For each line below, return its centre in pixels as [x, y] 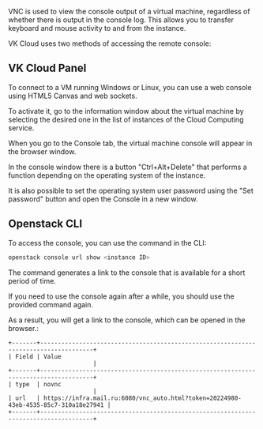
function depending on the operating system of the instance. [107, 175]
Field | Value [38, 356]
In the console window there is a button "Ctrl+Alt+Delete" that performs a [128, 167]
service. [21, 128]
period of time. [32, 280]
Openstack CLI [45, 224]
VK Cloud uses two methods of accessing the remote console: [110, 43]
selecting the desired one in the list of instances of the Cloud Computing [126, 119]
